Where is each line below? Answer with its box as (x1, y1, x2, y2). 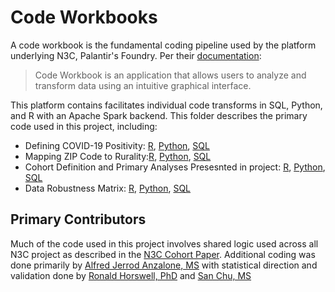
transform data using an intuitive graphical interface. (34, 79, 252, 91)
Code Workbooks (10, 6, 158, 29)
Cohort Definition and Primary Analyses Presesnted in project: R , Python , (24, 161, 326, 173)
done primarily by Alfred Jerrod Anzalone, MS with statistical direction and (10, 259, 318, 271)
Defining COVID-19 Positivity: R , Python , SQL (24, 139, 210, 151)
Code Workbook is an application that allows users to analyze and (34, 69, 307, 81)
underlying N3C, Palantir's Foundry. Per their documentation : (10, 49, 262, 61)
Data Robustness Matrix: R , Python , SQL (24, 182, 192, 194)
